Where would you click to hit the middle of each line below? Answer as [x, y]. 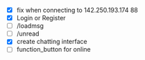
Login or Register [41, 18]
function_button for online [53, 50]
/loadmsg [30, 26]
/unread [28, 33]
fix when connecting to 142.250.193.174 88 [77, 10]
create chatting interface [52, 42]
